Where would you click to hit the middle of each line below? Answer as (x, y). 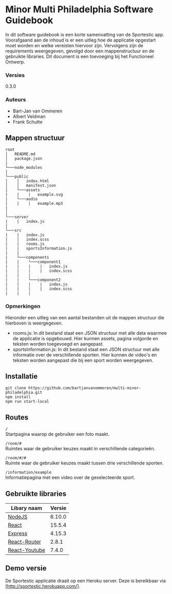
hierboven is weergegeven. (34, 323)
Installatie (22, 377)
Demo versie (26, 568)
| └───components (27, 258)
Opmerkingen (23, 306)
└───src (14, 231)
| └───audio (22, 199)
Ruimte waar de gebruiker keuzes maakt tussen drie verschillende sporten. (84, 463)
